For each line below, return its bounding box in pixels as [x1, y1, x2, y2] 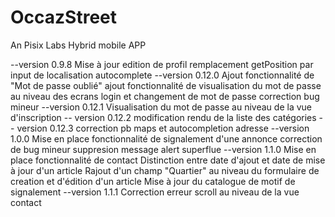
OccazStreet [10, 6, 118, 29]
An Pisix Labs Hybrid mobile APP [10, 39, 147, 51]
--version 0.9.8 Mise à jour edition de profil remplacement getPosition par [10, 58, 314, 70]
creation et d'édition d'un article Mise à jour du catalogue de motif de [10, 175, 296, 187]
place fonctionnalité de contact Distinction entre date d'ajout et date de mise [10, 154, 326, 166]
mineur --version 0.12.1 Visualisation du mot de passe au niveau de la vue [10, 101, 313, 113]
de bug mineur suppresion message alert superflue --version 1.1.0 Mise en [10, 143, 317, 155]
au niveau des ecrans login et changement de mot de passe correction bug [10, 90, 320, 102]
